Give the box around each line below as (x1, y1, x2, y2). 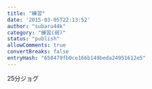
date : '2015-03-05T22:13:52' (7, 16, 91, 23)
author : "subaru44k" (7, 23, 67, 29)
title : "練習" (7, 10, 46, 17)
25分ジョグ (7, 74, 39, 82)
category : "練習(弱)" (7, 29, 66, 36)
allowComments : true (7, 42, 67, 49)
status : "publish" (7, 36, 60, 42)
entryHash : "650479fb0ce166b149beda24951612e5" (7, 55, 146, 62)
